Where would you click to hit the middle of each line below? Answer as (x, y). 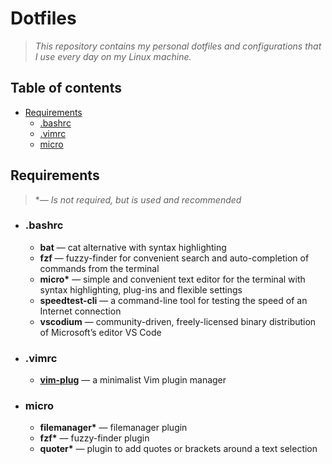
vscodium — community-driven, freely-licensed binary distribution (178, 321)
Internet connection (80, 311)
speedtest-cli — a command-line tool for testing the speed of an (173, 300)
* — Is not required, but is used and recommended (138, 199)
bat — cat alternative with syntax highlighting (133, 247)
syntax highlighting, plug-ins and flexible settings (141, 289)
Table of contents (66, 88)
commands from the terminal (99, 268)
